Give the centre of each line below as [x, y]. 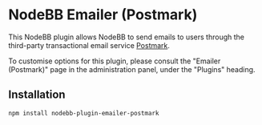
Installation [37, 95]
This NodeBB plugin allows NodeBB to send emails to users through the [126, 37]
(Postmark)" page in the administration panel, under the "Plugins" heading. [132, 69]
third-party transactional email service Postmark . [89, 45]
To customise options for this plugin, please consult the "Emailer [115, 61]
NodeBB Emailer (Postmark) [103, 15]
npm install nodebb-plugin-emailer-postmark [84, 113]
